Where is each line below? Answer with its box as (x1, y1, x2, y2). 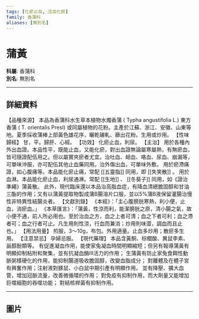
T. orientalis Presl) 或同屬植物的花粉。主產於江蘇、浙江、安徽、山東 (21, 124, 187, 131)
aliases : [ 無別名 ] (6, 20, 49, 25)
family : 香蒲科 (6, 14, 41, 20)
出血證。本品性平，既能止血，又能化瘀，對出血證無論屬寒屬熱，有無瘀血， (11, 146, 193, 153)
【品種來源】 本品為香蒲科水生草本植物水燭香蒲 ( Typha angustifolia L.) (6, 117, 179, 124)
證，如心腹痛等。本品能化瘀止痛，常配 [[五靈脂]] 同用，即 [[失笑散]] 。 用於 (6, 168, 190, 175)
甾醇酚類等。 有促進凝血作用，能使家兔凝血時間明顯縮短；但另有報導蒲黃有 (6, 242, 190, 249)
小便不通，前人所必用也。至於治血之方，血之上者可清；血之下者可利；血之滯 (6, 212, 193, 220)
